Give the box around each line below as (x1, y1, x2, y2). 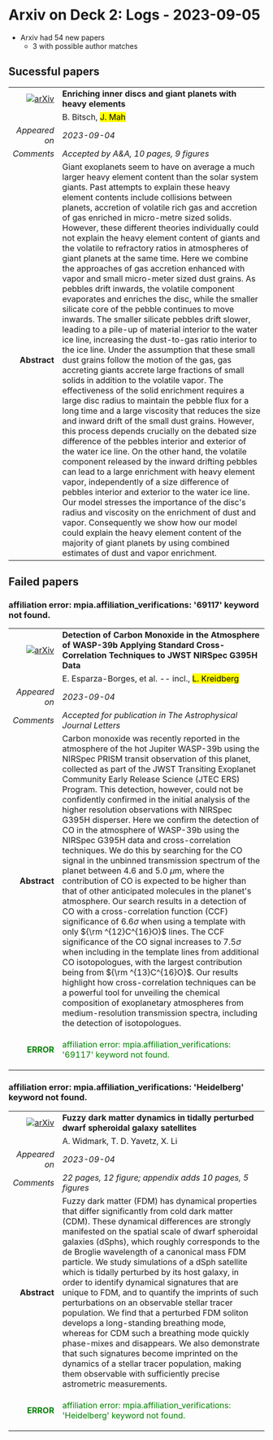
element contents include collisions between (62, 191, 232, 202)
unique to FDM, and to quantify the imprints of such (62, 1286, 258, 1298)
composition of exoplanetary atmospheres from (62, 998, 244, 1009)
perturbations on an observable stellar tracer (62, 1297, 233, 1308)
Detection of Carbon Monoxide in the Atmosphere (62, 629, 260, 641)
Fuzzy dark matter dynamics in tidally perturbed (62, 1112, 254, 1123)
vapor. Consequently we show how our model (62, 516, 237, 528)
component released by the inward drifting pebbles (62, 455, 258, 467)
